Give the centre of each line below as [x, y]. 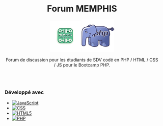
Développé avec [24, 92]
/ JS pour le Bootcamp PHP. [82, 65]
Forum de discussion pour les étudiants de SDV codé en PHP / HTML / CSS [82, 60]
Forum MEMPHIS [82, 9]
